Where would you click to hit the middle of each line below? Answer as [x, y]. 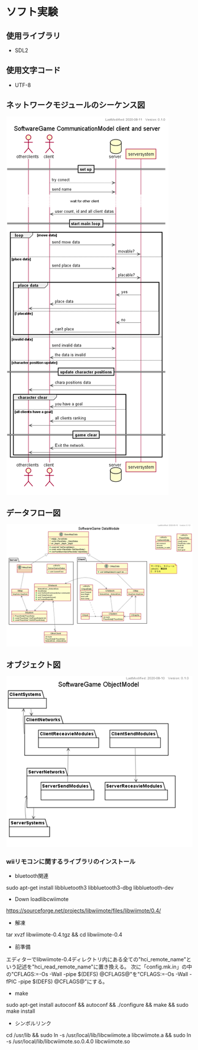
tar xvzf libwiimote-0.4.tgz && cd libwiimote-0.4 [64, 934]
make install [21, 1011]
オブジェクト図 [33, 665]
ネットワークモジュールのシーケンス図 [76, 105]
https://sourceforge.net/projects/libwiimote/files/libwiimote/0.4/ [84, 910]
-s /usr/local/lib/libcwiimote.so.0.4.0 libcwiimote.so [68, 1041]
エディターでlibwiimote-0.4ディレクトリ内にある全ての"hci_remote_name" [96, 959]
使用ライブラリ [33, 36]
